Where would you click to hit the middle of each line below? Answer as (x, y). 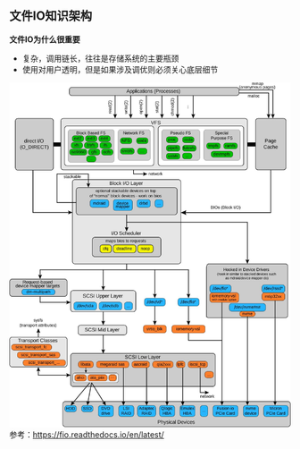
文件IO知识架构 (51, 16)
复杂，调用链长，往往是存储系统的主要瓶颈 (100, 58)
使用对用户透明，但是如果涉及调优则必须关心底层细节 (120, 69)
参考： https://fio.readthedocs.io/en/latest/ (87, 434)
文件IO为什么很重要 (45, 39)
